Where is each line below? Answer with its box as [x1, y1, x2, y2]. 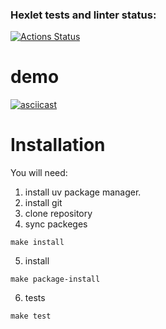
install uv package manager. [24, 186, 142, 198]
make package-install [10, 274, 101, 285]
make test [10, 311, 52, 322]
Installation [10, 134, 106, 157]
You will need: [10, 167, 68, 179]
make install [10, 238, 65, 248]
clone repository [24, 208, 93, 220]
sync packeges [24, 218, 88, 230]
